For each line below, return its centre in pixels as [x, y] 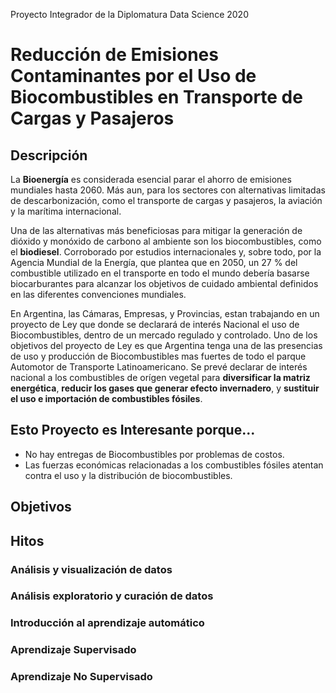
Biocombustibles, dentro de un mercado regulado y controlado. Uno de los [164, 335]
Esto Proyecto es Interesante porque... [133, 430]
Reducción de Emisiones [114, 55]
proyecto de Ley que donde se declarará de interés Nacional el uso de [155, 324]
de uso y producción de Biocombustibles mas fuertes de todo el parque [158, 356]
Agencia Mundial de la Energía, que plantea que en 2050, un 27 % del [154, 262]
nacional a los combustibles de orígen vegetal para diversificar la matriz [160, 377]
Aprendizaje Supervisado [73, 650]
